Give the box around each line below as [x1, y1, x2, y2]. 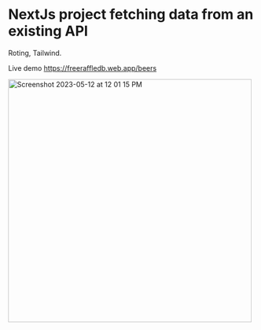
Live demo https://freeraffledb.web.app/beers [8, 63, 157, 72]
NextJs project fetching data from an [8, 5, 254, 24]
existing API [8, 22, 89, 40]
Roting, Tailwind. [8, 48, 62, 57]
